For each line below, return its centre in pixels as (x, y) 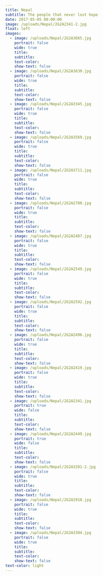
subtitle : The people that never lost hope (52, 15)
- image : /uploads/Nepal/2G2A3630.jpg (51, 71)
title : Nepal (19, 10)
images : (13, 33)
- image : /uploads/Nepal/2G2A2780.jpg (51, 203)
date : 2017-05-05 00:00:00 (34, 19)
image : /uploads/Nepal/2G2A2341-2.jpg (46, 24)
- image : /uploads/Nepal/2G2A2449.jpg (51, 434)
